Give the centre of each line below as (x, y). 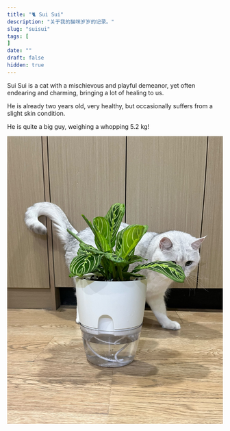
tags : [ (18, 36)
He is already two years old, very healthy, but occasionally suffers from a (110, 106)
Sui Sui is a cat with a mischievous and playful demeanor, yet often (101, 85)
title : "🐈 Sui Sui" (35, 14)
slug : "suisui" (29, 29)
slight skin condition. (36, 113)
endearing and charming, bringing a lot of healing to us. (86, 93)
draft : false (26, 58)
